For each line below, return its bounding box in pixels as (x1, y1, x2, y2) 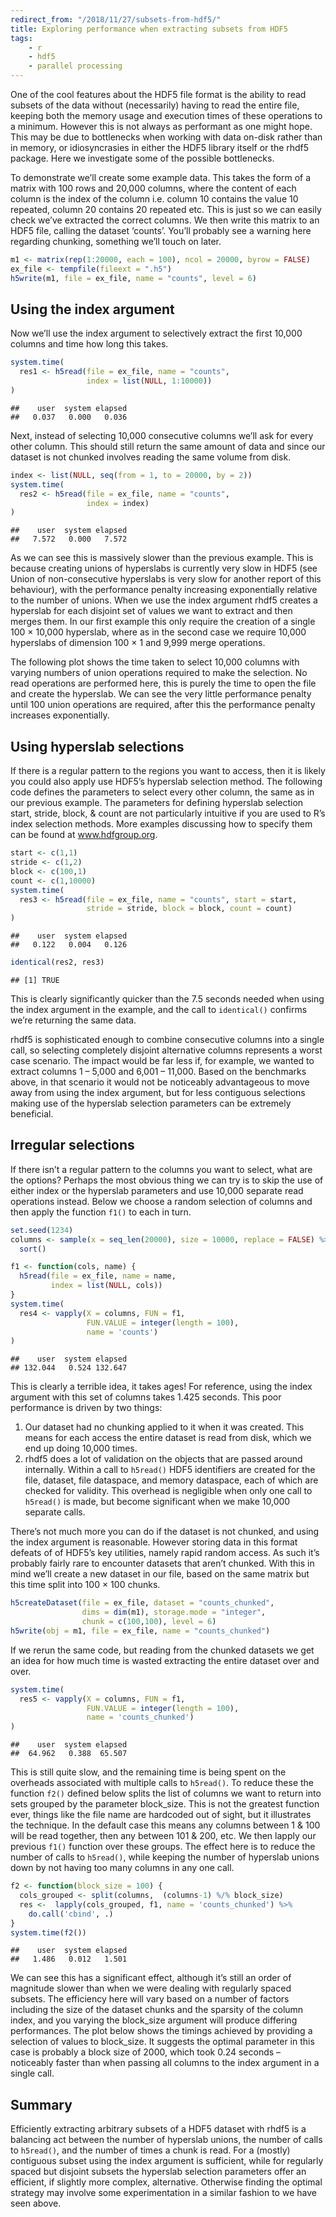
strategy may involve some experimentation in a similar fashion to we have (10, 2187, 317, 2199)
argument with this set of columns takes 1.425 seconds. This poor (10, 1391, 282, 1403)
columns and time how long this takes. (10, 338, 169, 350)
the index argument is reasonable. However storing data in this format (10, 1536, 298, 1548)
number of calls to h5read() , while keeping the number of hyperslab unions (10, 1851, 320, 1863)
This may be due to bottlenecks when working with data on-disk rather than (10, 131, 323, 143)
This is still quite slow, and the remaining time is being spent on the (10, 1766, 287, 1778)
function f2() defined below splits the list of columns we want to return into (10, 1787, 322, 1800)
